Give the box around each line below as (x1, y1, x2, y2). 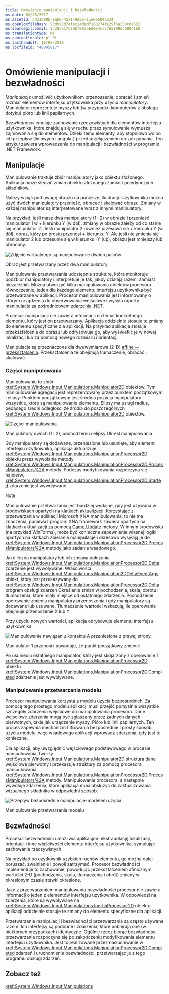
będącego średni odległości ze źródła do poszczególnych (5, 405, 125, 411)
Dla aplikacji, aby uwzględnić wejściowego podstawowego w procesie (5, 745, 151, 751)
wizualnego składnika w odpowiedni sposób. (5, 788, 98, 794)
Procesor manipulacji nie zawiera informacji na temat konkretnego (5, 313, 142, 319)
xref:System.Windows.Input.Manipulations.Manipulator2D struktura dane (5, 756, 156, 762)
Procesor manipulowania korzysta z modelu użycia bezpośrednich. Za (5, 698, 151, 704)
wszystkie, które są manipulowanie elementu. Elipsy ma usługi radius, (5, 400, 150, 406)
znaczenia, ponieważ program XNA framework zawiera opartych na (5, 518, 146, 524)
